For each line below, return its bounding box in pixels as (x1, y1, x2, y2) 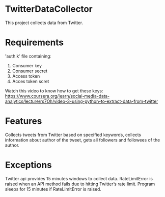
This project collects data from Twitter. (5, 20, 83, 26)
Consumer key (12, 62, 42, 68)
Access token (12, 73, 40, 79)
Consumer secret (12, 68, 48, 74)
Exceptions (5, 160, 52, 170)
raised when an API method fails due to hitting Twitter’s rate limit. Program (5, 181, 155, 187)
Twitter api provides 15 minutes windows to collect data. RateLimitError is (5, 175, 153, 181)
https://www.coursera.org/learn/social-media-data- (5, 93, 110, 99)
